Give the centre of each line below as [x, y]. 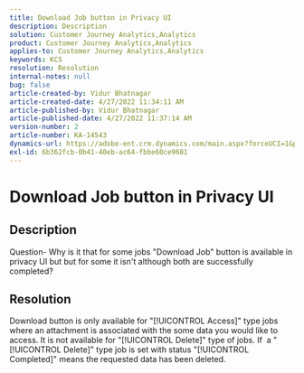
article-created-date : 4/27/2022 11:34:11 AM [96, 102]
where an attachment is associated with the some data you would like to [144, 331]
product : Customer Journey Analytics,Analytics [101, 43]
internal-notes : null [50, 77]
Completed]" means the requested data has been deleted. [118, 359]
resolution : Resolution [54, 69]
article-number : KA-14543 [58, 135]
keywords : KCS [36, 60]
